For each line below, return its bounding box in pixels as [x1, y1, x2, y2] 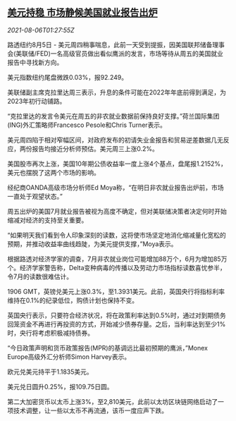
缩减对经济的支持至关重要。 [7, 216, 88, 224]
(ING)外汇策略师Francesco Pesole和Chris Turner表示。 [7, 121, 167, 129]
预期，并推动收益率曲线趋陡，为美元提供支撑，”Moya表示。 [7, 239, 178, 248]
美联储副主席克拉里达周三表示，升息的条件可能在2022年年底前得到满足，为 [7, 87, 227, 97]
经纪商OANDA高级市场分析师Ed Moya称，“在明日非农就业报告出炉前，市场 [7, 183, 224, 192]
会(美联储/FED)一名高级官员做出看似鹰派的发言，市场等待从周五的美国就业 [7, 49, 224, 58]
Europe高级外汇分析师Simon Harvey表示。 [7, 352, 131, 361]
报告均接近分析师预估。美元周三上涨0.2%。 [31, 144, 159, 153]
